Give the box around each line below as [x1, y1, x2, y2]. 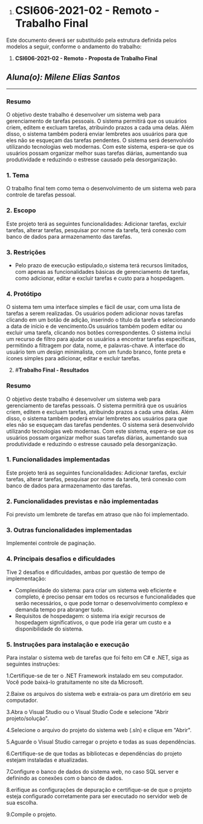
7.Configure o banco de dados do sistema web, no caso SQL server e [6, 768, 179, 776]
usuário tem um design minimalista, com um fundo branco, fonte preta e [6, 348, 186, 355]
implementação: [6, 575, 47, 582]
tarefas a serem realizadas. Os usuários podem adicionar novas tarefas [6, 310, 184, 317]
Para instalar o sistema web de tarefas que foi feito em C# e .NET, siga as [6, 654, 189, 661]
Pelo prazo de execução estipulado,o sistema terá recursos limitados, [14, 261, 188, 269]
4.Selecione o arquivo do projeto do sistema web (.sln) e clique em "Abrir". [6, 727, 192, 734]
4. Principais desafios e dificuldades [6, 554, 116, 563]
